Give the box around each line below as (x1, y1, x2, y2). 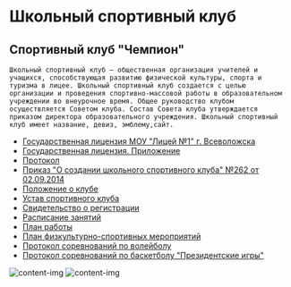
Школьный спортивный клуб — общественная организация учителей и (9, 65, 258, 74)
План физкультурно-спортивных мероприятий (21, 231, 201, 241)
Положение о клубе (21, 183, 98, 194)
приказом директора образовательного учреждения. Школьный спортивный (9, 113, 278, 122)
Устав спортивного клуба (21, 193, 120, 203)
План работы (21, 222, 73, 232)
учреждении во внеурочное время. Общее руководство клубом (9, 97, 235, 106)
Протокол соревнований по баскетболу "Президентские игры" (21, 250, 264, 260)
